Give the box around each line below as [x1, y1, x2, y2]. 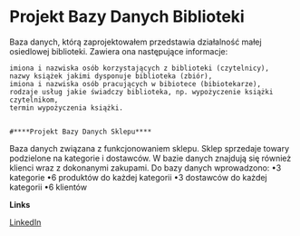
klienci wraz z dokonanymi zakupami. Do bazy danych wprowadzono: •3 [9, 162, 282, 173]
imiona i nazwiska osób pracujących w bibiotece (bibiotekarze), [9, 79, 261, 88]
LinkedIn [9, 216, 42, 228]
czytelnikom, [9, 95, 59, 104]
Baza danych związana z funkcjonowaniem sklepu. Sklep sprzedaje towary [9, 143, 290, 153]
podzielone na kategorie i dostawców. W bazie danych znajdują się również [9, 152, 292, 163]
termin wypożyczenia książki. [9, 103, 124, 113]
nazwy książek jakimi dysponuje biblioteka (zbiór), [9, 71, 213, 81]
